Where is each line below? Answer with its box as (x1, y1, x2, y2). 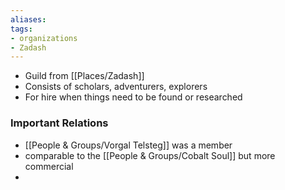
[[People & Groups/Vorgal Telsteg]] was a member (24, 139, 233, 151)
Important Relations (10, 116, 109, 130)
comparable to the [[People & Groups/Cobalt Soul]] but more (24, 149, 276, 161)
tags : (10, 24, 33, 34)
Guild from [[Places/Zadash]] (24, 70, 145, 82)
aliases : (10, 14, 47, 25)
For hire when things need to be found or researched (24, 91, 243, 103)
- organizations (10, 33, 78, 43)
